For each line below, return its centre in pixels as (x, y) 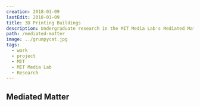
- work (20, 51)
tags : (13, 45)
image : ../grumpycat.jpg (37, 39)
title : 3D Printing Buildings (44, 23)
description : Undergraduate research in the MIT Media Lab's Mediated (96, 28)
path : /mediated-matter (36, 34)
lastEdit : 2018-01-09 (33, 17)
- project (24, 56)
